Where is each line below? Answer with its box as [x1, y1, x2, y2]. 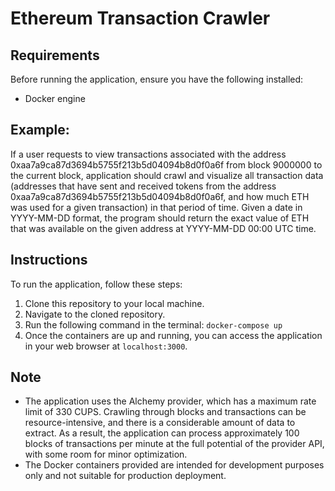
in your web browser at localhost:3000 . [24, 340, 188, 352]
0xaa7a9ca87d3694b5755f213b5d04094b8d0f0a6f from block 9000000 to [10, 158, 323, 171]
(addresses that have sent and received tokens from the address [10, 180, 277, 192]
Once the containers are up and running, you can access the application [24, 329, 323, 341]
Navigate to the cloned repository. [24, 308, 166, 320]
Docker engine [24, 93, 86, 104]
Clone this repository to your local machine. [24, 297, 205, 309]
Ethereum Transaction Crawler [10, 7, 271, 30]
